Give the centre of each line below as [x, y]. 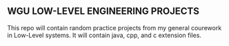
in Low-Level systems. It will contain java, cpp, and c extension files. [104, 35]
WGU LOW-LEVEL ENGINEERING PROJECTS [103, 11]
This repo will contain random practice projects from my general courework [114, 27]
